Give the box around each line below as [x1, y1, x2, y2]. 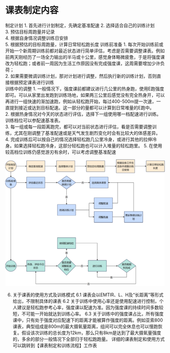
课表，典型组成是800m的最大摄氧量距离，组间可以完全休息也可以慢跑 [12, 324, 158, 330]
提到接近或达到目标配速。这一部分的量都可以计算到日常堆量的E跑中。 [9, 104, 154, 110]
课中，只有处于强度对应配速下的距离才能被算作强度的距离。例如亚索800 [12, 317, 163, 323]
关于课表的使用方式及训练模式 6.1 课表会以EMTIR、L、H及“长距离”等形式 [12, 292, 163, 298]
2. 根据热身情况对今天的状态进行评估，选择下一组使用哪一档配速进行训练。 [5, 111, 161, 117]
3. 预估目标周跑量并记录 [5, 28, 55, 34]
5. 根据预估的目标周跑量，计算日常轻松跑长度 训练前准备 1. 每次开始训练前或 [5, 41, 163, 47]
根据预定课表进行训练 [9, 79, 54, 85]
